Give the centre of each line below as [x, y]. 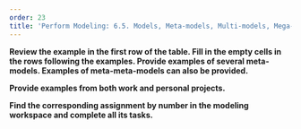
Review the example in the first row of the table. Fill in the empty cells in [146, 51]
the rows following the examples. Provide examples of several [127, 61]
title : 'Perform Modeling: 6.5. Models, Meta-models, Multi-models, [140, 26]
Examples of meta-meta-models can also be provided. [145, 70]
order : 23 [28, 17]
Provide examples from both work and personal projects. [117, 88]
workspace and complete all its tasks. [82, 115]
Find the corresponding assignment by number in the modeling [129, 105]
